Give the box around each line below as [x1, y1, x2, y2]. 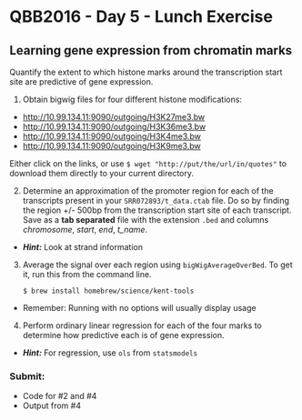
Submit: [9, 370, 45, 383]
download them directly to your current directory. [9, 168, 194, 178]
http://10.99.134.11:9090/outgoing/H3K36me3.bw [22, 121, 206, 132]
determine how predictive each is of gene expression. [22, 330, 225, 340]
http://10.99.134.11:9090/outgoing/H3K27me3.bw [22, 112, 206, 122]
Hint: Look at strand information [22, 242, 144, 252]
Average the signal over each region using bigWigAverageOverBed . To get [22, 259, 293, 270]
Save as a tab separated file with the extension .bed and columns [22, 215, 269, 225]
